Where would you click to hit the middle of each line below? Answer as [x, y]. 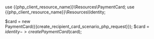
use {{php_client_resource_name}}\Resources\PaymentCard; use [70, 7]
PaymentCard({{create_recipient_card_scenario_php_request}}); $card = [77, 26]
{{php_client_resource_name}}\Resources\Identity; [55, 12]
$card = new [18, 21]
